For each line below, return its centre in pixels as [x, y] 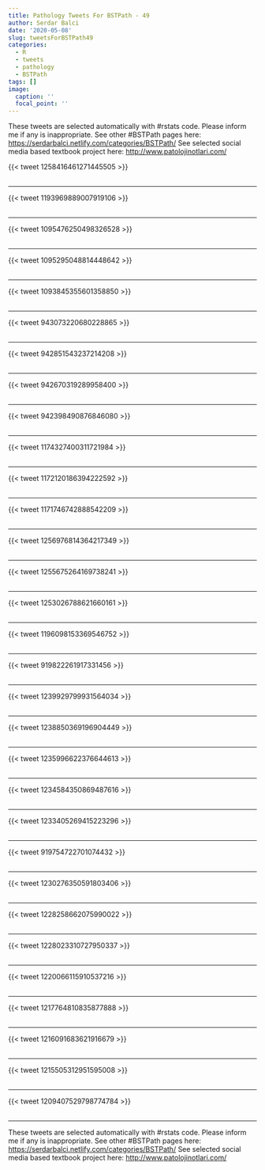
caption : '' [35, 97]
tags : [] [22, 81]
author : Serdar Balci [44, 23]
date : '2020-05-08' [40, 30]
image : [19, 89]
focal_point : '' [42, 104]
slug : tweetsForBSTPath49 [50, 38]
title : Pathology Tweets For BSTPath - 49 [79, 15]
